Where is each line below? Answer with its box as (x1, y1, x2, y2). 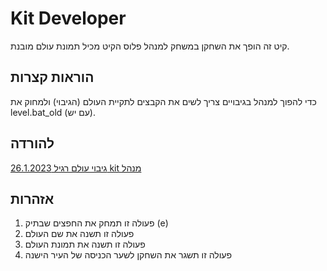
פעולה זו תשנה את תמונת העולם (24, 238, 146, 251)
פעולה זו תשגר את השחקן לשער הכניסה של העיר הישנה (24, 249, 233, 261)
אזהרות (10, 190, 55, 207)
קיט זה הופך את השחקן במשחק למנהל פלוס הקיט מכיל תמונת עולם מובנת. (10, 40, 290, 52)
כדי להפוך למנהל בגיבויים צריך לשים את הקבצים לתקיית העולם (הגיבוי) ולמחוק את (10, 95, 317, 107)
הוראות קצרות (10, 69, 95, 86)
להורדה (10, 135, 55, 152)
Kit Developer (10, 7, 127, 30)
